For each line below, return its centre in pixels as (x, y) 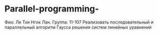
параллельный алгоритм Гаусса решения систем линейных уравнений (78, 27)
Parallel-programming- (52, 9)
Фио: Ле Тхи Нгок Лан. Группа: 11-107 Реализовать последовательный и (79, 22)
